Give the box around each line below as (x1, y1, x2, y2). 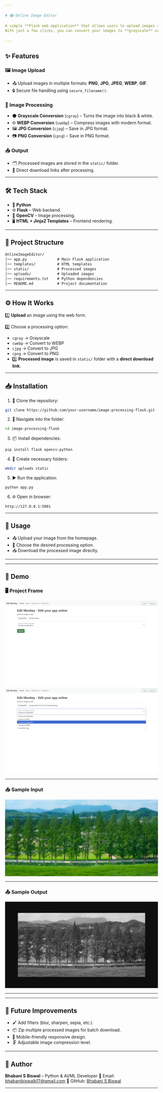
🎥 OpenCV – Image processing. (12, 213, 76, 218)
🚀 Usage (5, 522, 31, 530)
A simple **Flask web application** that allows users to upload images (5, 23, 155, 28)
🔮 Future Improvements (5, 1006, 78, 1015)
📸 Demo (5, 573, 29, 581)
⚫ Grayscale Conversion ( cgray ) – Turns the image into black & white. (12, 112, 154, 119)
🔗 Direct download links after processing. (12, 167, 95, 173)
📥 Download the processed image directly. (12, 547, 98, 553)
